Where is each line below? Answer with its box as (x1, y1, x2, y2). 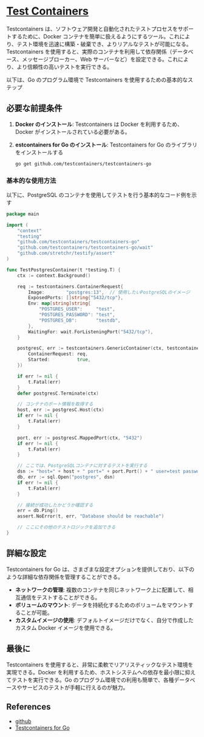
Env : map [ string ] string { (28, 300, 91, 306)
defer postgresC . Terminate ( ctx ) (17, 390, 99, 396)
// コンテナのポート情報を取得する (17, 401, 93, 407)
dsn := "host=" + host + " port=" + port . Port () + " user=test (17, 468, 181, 475)
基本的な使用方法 (6, 176, 56, 185)
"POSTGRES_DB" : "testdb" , (38, 317, 121, 324)
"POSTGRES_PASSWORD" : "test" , (38, 312, 115, 318)
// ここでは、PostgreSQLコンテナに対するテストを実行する (17, 463, 148, 469)
